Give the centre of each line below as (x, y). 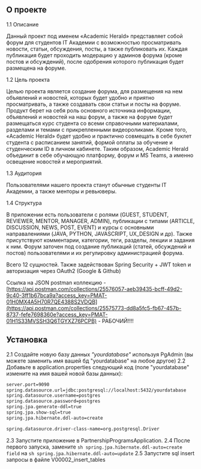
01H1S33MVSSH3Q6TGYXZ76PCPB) (52, 320)
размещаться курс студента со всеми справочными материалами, (93, 123)
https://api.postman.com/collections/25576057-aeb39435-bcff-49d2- (95, 289)
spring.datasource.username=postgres (53, 396)
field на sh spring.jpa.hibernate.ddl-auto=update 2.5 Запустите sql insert (100, 453)
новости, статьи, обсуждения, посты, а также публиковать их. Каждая (97, 49)
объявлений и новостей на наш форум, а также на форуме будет (89, 117)
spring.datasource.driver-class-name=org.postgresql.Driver (83, 429)
